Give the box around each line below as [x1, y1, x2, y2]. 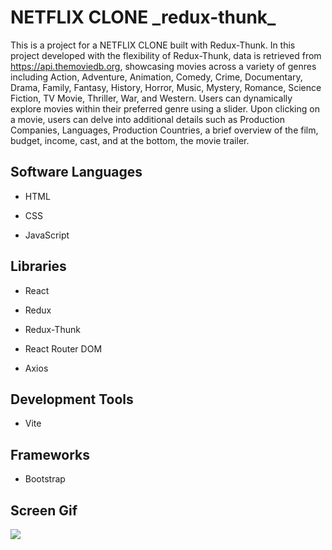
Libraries [10, 258, 67, 275]
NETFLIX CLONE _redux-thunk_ [10, 6, 277, 29]
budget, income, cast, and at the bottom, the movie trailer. [10, 134, 250, 146]
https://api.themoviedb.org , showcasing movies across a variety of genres [10, 60, 317, 72]
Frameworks [10, 446, 91, 463]
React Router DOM [24, 342, 103, 355]
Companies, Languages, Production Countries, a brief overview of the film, [10, 124, 319, 136]
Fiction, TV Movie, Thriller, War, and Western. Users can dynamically [10, 92, 293, 104]
